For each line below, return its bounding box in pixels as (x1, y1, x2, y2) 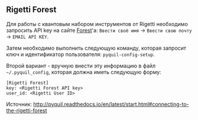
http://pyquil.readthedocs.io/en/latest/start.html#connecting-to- (33, 100, 189, 108)
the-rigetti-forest (6, 106, 47, 114)
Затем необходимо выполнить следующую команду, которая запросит (6, 44, 187, 51)
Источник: (6, 100, 33, 108)
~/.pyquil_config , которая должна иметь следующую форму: (6, 68, 161, 76)
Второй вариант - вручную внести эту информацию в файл (6, 62, 156, 69)
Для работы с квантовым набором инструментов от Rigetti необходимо (6, 20, 188, 27)
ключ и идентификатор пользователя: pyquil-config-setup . (6, 50, 155, 58)
